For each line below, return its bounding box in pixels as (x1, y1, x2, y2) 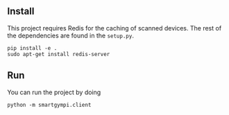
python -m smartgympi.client (7, 101, 92, 108)
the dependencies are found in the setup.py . (7, 31, 134, 39)
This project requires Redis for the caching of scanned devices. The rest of (7, 24, 222, 32)
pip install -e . (7, 44, 58, 51)
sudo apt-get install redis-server (7, 51, 110, 57)
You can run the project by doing (7, 88, 101, 96)
